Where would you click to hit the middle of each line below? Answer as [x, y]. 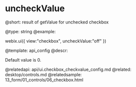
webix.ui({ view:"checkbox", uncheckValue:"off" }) [56, 41]
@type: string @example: [30, 31]
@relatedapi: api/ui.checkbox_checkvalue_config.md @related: [68, 69]
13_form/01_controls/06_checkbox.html [44, 80]
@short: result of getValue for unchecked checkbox [57, 22]
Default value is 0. [23, 60]
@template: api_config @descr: [37, 50]
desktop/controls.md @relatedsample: [43, 74]
